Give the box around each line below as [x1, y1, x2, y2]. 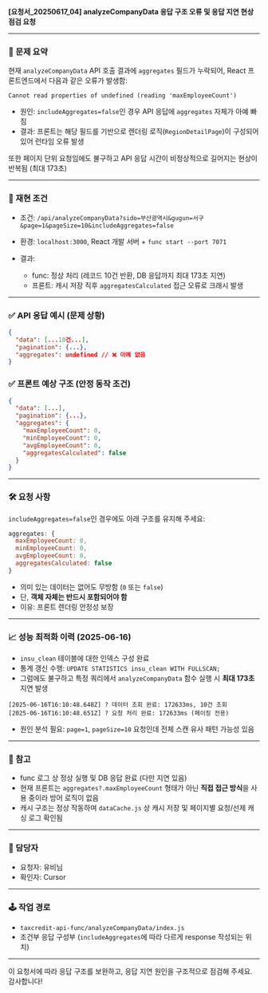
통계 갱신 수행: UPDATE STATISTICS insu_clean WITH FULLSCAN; [19, 664, 221, 673]
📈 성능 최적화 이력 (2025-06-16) [8, 631, 132, 642]
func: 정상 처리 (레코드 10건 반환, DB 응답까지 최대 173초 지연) [31, 270, 226, 280]
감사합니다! [8, 976, 43, 987]
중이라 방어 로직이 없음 [28, 793, 100, 803]
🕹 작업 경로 [8, 901, 51, 912]
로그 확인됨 [28, 813, 63, 823]
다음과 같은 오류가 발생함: [49, 76, 128, 85]
